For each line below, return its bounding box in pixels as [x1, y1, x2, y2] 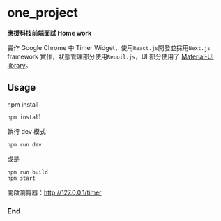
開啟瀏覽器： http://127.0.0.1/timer [7, 188, 102, 197]
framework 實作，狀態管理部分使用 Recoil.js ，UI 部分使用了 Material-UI [7, 52, 214, 61]
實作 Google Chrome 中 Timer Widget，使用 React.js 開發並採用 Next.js [7, 43, 211, 52]
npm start [7, 175, 36, 182]
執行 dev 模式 [7, 127, 47, 135]
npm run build [7, 169, 49, 176]
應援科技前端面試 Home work [7, 29, 92, 37]
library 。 [7, 61, 32, 69]
